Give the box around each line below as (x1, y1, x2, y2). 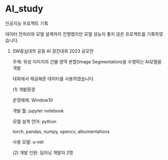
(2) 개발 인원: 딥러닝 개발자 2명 (12, 149, 74, 155)
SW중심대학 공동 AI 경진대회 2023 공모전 (12, 48, 94, 54)
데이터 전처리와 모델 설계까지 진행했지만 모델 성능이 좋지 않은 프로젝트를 (5, 31, 146, 37)
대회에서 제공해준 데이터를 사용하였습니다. (12, 75, 95, 82)
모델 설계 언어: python (12, 118, 57, 124)
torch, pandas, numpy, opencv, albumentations (12, 128, 110, 134)
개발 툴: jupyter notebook (12, 108, 64, 114)
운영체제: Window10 (12, 97, 53, 103)
